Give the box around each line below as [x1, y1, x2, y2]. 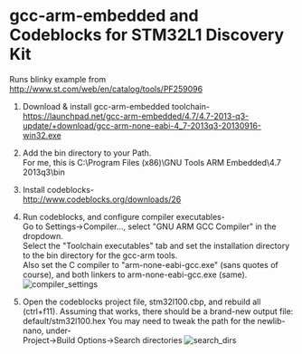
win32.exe [22, 129, 61, 140]
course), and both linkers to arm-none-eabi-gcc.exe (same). [22, 269, 248, 280]
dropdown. [22, 230, 63, 241]
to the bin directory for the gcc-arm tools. [22, 250, 178, 261]
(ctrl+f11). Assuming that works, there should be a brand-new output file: [22, 305, 294, 317]
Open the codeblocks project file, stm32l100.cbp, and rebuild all [22, 296, 261, 307]
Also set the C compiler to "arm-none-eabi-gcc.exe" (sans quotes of [22, 259, 278, 270]
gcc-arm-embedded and [9, 5, 199, 26]
